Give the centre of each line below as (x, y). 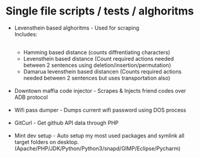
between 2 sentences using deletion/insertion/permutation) (97, 65)
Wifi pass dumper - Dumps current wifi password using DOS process (100, 110)
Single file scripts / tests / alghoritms (100, 11)
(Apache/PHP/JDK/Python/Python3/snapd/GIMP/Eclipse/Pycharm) (97, 148)
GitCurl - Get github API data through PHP (66, 122)
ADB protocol (31, 97)
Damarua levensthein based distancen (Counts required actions (102, 71)
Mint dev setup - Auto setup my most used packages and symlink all (99, 135)
